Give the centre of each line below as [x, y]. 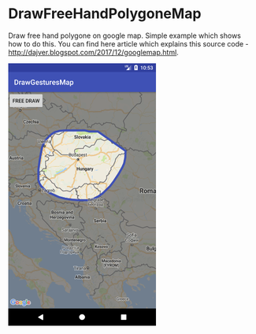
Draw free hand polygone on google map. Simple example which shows [125, 35]
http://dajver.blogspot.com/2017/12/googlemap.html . [93, 52]
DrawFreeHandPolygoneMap [105, 14]
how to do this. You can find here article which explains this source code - [129, 43]
